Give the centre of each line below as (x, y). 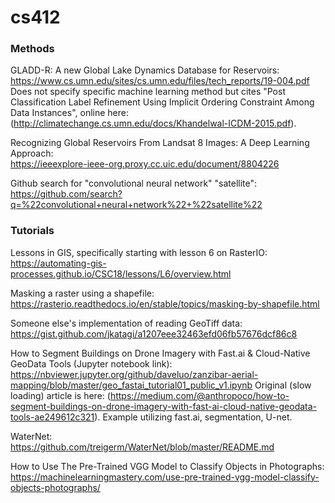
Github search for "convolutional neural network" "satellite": (134, 183)
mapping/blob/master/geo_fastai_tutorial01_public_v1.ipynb (131, 385)
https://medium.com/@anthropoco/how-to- (199, 395)
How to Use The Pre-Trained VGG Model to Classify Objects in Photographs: (167, 466)
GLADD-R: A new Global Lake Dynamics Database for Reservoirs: (145, 70)
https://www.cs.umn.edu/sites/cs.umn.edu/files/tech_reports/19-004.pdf (160, 81)
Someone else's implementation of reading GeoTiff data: (126, 323)
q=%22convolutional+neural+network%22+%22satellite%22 (136, 205)
